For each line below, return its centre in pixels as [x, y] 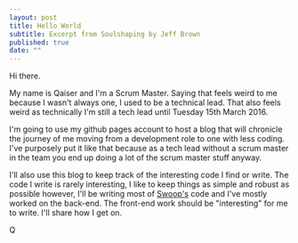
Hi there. [25, 76]
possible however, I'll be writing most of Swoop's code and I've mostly [138, 194]
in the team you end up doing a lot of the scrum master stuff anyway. [136, 158]
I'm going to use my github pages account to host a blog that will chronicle [146, 129]
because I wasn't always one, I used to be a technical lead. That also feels [145, 102]
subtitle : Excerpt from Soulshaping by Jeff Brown [105, 34]
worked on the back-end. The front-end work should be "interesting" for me [149, 203]
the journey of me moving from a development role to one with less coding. [147, 139]
